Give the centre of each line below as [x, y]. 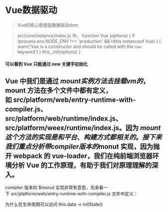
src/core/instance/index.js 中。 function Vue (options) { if [76, 35]
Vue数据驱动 [31, 10]
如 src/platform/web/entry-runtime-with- [71, 100]
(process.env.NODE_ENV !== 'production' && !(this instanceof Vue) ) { [89, 41]
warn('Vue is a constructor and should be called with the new [79, 46]
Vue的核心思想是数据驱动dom [48, 25]
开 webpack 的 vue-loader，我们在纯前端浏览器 [79, 156]
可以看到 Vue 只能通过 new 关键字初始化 [46, 64]
